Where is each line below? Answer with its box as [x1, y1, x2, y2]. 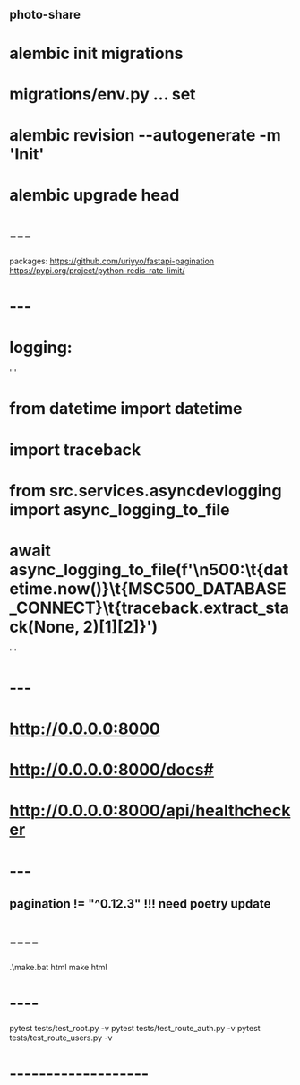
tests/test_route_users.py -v [9, 1032, 113, 1043]
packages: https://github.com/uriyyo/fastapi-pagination [9, 255, 215, 267]
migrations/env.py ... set [9, 84, 196, 104]
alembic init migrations [9, 43, 184, 64]
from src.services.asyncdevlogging [9, 480, 282, 501]
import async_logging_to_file [9, 499, 230, 520]
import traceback [9, 439, 141, 460]
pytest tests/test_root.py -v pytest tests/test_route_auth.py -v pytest [9, 1022, 261, 1033]
